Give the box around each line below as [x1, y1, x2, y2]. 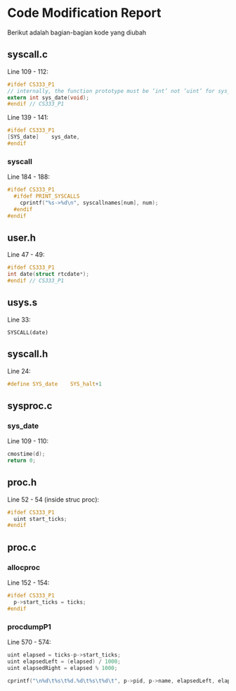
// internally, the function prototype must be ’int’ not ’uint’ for [7, 87, 216, 94]
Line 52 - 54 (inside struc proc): [7, 495, 100, 504]
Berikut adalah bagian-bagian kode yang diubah [7, 28, 147, 37]
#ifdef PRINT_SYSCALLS [13, 193, 80, 200]
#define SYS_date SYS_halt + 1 [7, 380, 102, 388]
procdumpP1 [7, 621, 51, 631]
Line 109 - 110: [7, 437, 49, 445]
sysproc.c [7, 400, 53, 412]
